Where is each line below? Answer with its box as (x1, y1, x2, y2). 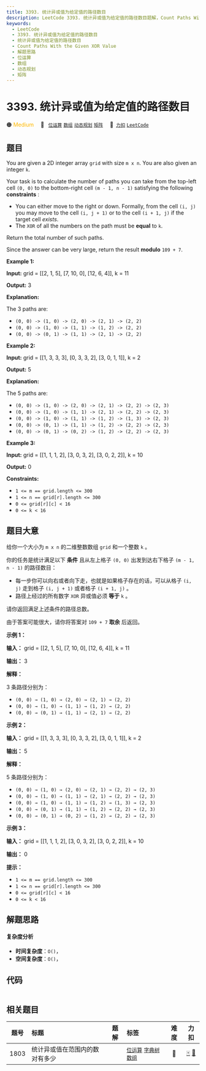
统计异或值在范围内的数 (31, 1045, 99, 1054)
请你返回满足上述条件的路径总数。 (6, 605, 93, 612)
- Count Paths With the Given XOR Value (12, 44, 116, 50)
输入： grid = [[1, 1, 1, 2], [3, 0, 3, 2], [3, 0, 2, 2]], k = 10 (6, 837, 144, 845)
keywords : (6, 20, 32, 26)
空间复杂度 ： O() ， (15, 955, 62, 962)
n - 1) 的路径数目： (6, 563, 57, 571)
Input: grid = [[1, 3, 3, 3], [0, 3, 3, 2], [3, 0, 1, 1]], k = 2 (6, 354, 141, 361)
